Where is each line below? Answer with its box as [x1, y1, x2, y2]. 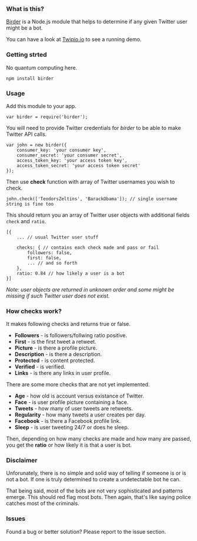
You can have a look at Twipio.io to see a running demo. [6, 36, 142, 43]
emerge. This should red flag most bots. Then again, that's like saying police [6, 494, 191, 501]
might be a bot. [6, 24, 43, 31]
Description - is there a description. [14, 351, 102, 358]
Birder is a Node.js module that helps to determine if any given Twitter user [6, 18, 188, 25]
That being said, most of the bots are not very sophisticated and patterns [6, 487, 183, 494]
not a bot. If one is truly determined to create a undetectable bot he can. [6, 476, 181, 483]
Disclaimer [6, 457, 38, 465]
